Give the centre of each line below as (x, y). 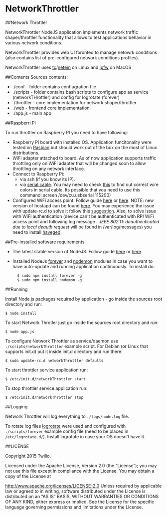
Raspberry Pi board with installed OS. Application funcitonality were (82, 142)
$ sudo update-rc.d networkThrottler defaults (54, 360)
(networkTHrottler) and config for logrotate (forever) (66, 97)
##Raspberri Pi (20, 123)
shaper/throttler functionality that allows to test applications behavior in (79, 37)
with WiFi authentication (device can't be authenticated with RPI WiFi (83, 216)
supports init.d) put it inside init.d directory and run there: (64, 351)
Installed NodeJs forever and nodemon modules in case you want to (83, 261)
